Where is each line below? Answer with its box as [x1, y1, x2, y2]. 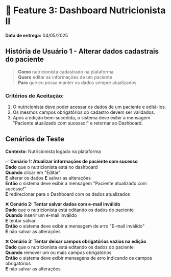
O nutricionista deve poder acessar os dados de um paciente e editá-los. [12, 104, 166, 110]
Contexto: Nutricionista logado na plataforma [5, 148, 101, 155]
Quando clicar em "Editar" [5, 169, 61, 175]
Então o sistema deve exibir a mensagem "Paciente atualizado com [5, 180, 147, 186]
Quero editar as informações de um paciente [17, 74, 113, 80]
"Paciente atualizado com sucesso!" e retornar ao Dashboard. [12, 120, 143, 127]
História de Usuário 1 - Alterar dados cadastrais [5, 47, 159, 56]
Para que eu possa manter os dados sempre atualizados [17, 79, 137, 86]
